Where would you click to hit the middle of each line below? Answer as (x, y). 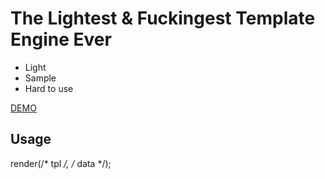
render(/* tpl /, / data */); (61, 163)
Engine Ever (61, 39)
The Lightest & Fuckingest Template (163, 18)
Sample (40, 78)
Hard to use (49, 88)
